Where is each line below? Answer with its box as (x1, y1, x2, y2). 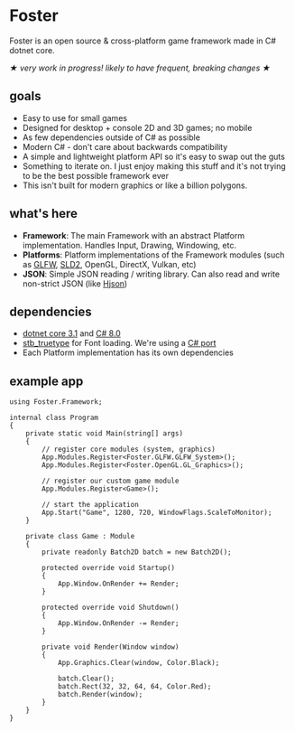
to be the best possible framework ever (22, 170, 170, 181)
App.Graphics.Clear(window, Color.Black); (57, 659, 220, 668)
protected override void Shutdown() (41, 603, 180, 613)
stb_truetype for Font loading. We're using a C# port (22, 338, 217, 349)
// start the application (41, 501, 140, 510)
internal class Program (9, 413, 99, 423)
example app (9, 373, 84, 389)
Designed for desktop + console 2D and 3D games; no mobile (22, 122, 253, 133)
